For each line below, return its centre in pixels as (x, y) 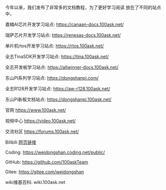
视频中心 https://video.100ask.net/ (41, 121)
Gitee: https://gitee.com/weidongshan (45, 172)
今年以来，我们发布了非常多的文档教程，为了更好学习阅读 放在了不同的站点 (83, 7)
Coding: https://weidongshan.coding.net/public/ (55, 152)
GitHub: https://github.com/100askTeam (47, 162)
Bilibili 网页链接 (21, 142)
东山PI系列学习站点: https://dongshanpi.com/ (52, 78)
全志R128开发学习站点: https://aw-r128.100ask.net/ (58, 89)
